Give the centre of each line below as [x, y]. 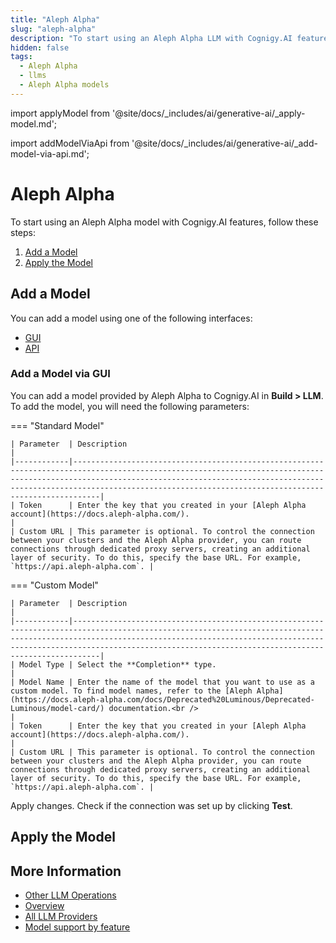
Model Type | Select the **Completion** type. [118, 664]
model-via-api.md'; [50, 153]
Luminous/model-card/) [57, 708]
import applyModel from [60, 113]
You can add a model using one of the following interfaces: [131, 318]
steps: [23, 232]
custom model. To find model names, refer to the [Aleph [131, 691]
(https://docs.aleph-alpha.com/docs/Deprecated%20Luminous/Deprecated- [162, 699]
